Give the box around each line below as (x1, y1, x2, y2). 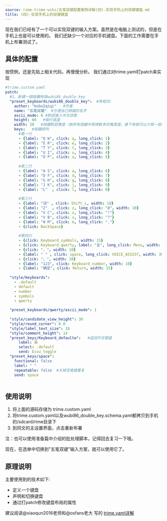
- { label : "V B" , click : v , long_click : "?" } (18, 215, 114, 220)
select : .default (18, 345, 55, 349)
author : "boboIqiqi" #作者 (14, 103, 73, 109)
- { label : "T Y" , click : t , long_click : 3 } (18, 145, 110, 150)
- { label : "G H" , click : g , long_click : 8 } (18, 177, 110, 182)
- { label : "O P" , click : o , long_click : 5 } (18, 155, 110, 160)
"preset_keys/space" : (9, 354, 55, 359)
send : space (14, 372, 39, 377)
